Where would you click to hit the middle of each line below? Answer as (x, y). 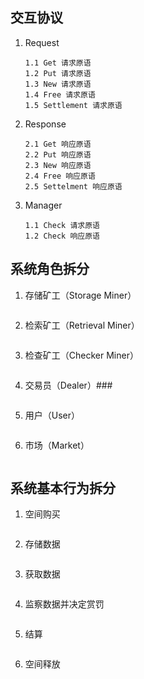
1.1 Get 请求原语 (58, 63)
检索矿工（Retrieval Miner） (82, 325)
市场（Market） (57, 445)
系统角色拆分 (50, 269)
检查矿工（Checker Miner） (81, 355)
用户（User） (52, 415)
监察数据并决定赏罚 (64, 604)
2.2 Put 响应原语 (58, 154)
